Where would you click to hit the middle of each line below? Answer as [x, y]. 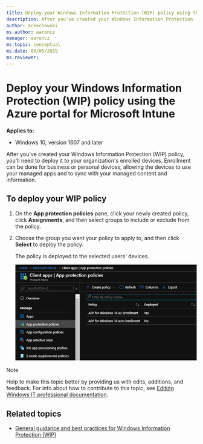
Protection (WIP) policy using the [91, 101]
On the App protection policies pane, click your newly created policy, [102, 213]
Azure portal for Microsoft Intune [91, 113]
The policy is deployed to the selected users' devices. [82, 256]
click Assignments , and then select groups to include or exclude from [102, 220]
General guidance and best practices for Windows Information [92, 428]
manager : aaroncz [28, 38]
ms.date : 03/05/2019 [32, 51]
